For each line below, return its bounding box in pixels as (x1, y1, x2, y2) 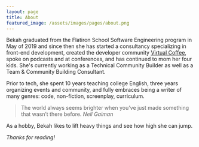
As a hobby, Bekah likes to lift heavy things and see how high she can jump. (6, 122, 193, 130)
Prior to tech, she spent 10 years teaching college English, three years (6, 80, 178, 87)
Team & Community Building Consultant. (6, 68, 106, 76)
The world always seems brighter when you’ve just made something (20, 104, 189, 112)
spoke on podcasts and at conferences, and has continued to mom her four (6, 55, 192, 63)
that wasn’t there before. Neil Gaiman (20, 110, 114, 118)
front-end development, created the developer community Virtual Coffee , (6, 49, 187, 56)
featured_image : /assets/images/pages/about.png (6, 20, 130, 26)
